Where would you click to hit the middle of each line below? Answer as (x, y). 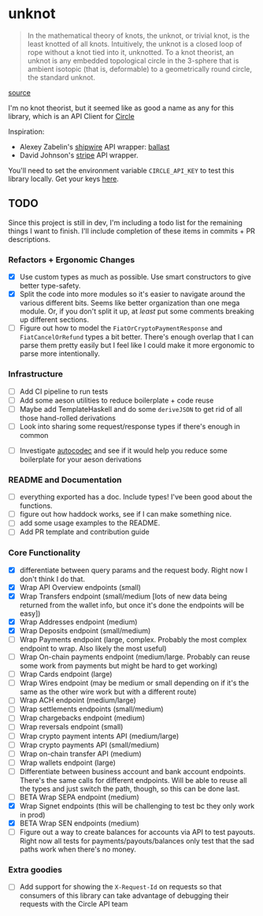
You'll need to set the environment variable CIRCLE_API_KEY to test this (121, 170)
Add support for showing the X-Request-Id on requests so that (120, 887)
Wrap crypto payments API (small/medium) (89, 744)
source (20, 92)
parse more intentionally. (60, 354)
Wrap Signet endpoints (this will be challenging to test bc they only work (137, 806)
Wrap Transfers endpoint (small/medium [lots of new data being (123, 596)
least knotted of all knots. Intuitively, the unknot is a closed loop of (135, 43)
